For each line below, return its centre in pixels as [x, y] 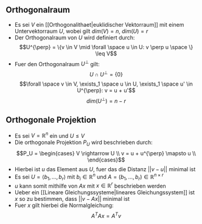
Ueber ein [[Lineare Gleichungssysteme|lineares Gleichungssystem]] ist [105, 192]
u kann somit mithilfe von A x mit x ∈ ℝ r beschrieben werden [90, 185]
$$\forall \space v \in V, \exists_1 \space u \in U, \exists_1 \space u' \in [106, 84]
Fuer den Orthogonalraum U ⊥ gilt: [57, 63]
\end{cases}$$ [106, 160]
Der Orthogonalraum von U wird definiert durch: [75, 37]
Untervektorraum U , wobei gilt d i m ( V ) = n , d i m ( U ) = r [81, 31]
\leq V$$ [106, 53]
